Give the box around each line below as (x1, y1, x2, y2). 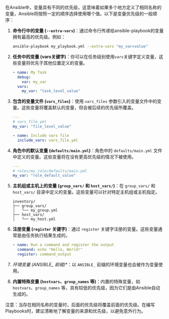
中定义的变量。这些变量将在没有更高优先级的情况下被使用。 (12, 154, 136, 160)
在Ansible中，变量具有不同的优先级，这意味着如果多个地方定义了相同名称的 (5, 5, 162, 10)
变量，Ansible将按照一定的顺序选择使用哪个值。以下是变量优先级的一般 (5, 11, 153, 17)
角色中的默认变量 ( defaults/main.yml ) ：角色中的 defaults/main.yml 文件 (12, 147, 162, 153)
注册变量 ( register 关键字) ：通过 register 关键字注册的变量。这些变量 (12, 226, 158, 232)
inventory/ (12, 199, 36, 204)
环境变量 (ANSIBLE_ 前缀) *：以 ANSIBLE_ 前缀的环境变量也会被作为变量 (12, 261, 158, 267)
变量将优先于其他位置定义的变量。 (17, 60, 88, 66)
